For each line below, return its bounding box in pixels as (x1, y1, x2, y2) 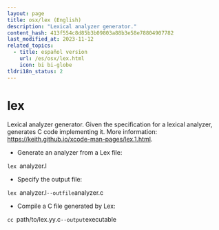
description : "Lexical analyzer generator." (7, 23, 137, 30)
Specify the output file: (17, 175, 83, 184)
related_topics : (7, 42, 54, 49)
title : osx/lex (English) (7, 17, 81, 23)
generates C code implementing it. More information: (7, 128, 157, 136)
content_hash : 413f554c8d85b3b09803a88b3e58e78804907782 (7, 29, 174, 37)
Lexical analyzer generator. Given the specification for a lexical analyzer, (7, 120, 213, 128)
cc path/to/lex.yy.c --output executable (7, 215, 117, 224)
